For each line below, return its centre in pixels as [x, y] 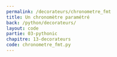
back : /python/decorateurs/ [41, 23]
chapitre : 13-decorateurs [38, 39]
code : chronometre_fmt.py [38, 45]
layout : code [22, 28]
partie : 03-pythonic [32, 34]
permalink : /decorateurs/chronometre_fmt [59, 12]
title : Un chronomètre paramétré [48, 17]
